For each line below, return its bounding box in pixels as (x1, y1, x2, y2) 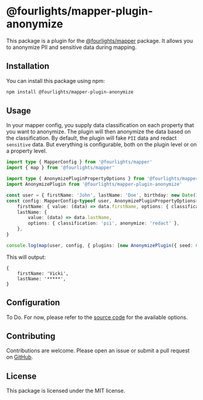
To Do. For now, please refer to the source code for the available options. (6, 313, 188, 321)
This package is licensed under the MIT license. (6, 387, 126, 395)
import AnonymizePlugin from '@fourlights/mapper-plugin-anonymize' (6, 182, 182, 188)
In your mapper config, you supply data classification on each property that (6, 122, 195, 129)
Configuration (6, 298, 60, 308)
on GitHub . (6, 353, 33, 361)
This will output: (6, 253, 47, 261)
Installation (6, 61, 50, 71)
